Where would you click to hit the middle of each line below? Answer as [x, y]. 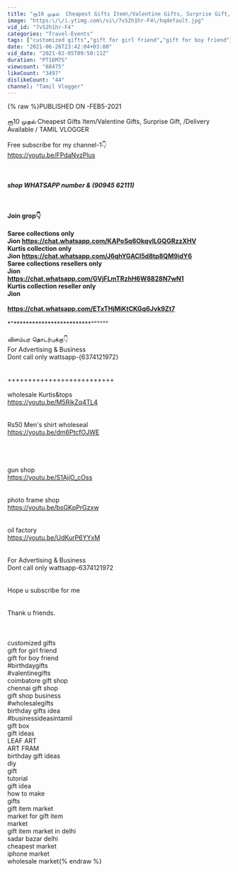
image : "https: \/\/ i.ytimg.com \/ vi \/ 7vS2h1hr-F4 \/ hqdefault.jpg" [106, 21]
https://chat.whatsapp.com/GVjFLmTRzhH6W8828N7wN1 [96, 279]
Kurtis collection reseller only [52, 286]
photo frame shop [34, 500]
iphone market [28, 854]
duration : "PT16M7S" [38, 60]
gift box [18, 726]
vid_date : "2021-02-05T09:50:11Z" [58, 54]
